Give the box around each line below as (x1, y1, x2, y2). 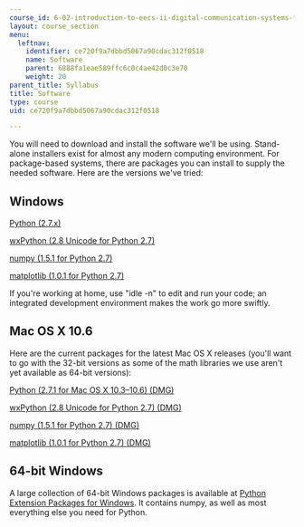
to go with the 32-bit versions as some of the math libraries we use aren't (9, 357, 283, 368)
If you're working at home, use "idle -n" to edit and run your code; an (9, 288, 267, 299)
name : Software (25, 55, 83, 64)
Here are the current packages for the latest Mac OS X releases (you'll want (9, 348, 292, 359)
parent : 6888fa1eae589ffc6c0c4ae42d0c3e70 (25, 64, 188, 73)
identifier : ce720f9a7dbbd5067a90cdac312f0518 (25, 47, 204, 56)
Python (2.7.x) (9, 218, 62, 229)
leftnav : (17, 38, 51, 48)
